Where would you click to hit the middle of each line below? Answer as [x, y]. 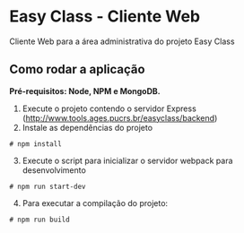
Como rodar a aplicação [77, 69]
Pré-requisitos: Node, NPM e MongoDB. [85, 91]
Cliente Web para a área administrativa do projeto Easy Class [122, 41]
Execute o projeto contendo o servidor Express [109, 108]
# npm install [36, 144]
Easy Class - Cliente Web [105, 17]
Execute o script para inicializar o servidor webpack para [127, 160]
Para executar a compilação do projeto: [95, 203]
